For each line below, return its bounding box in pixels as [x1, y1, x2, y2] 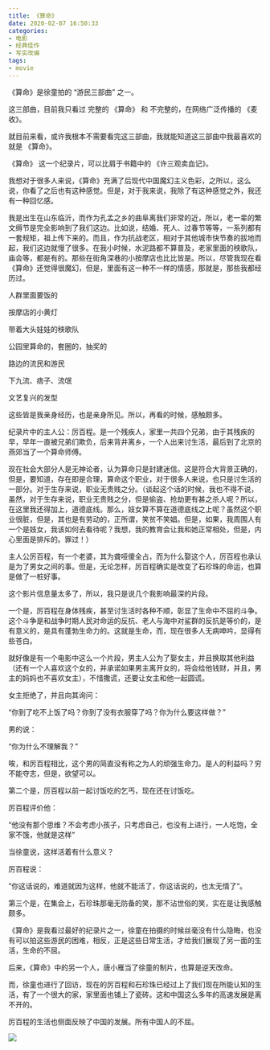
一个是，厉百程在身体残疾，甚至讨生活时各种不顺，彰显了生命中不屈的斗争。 [8, 605, 262, 615]
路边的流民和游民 [8, 359, 65, 368]
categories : [8, 27, 48, 35]
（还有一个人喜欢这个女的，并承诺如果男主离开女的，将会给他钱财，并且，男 [8, 662, 262, 672]
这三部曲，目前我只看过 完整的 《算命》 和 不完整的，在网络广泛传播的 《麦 [8, 104, 258, 113]
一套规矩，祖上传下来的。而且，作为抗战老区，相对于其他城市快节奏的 [8, 232, 241, 242]
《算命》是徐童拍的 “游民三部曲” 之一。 [8, 87, 139, 96]
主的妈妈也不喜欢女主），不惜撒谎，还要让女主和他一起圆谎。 [8, 673, 209, 683]
